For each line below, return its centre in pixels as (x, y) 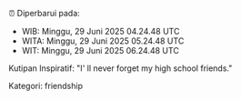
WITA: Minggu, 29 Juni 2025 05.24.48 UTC (103, 41)
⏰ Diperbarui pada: (45, 13)
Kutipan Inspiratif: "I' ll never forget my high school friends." (120, 68)
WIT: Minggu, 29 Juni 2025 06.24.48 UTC (100, 50)
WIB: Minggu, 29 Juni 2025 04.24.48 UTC (100, 31)
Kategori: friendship (46, 86)
